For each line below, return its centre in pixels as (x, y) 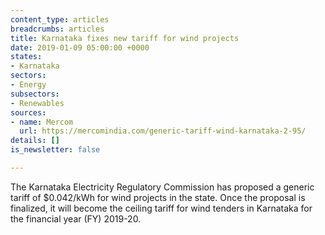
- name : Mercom (42, 122)
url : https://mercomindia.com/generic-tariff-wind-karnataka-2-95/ (163, 131)
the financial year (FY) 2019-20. (76, 218)
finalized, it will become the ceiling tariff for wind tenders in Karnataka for (161, 208)
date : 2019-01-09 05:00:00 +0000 (80, 47)
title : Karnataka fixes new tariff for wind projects (125, 38)
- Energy (28, 85)
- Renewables (37, 103)
